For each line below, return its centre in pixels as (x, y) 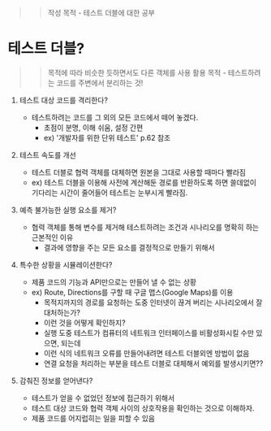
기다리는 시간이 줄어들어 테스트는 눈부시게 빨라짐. (110, 192)
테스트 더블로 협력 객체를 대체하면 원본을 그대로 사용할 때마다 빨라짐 (139, 172)
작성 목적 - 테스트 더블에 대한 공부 (101, 13)
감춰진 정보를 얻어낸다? (56, 381)
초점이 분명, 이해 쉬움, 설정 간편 (93, 127)
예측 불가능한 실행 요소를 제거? (68, 210)
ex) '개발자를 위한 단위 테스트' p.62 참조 (107, 137)
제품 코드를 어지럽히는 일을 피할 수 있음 (93, 418)
